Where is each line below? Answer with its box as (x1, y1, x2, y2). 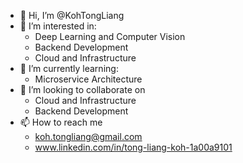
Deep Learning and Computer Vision (34, 31, 186, 42)
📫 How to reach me (19, 116, 103, 128)
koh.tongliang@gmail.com (34, 131, 143, 142)
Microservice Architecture (34, 73, 143, 85)
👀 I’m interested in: (19, 20, 97, 32)
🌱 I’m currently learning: (19, 63, 119, 74)
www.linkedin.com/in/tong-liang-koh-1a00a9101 (34, 141, 233, 153)
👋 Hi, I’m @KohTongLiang (19, 10, 125, 21)
